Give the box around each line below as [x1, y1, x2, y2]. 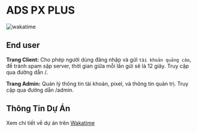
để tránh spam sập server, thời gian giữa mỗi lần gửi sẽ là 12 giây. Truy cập [6, 62, 189, 69]
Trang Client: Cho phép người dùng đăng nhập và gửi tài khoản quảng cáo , [6, 56, 192, 63]
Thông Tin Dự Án [6, 104, 70, 114]
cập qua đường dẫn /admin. [6, 86, 74, 94]
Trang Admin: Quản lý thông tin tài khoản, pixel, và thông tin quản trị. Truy [6, 80, 189, 87]
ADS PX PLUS [6, 4, 76, 17]
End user [6, 40, 40, 50]
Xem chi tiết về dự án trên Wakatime [6, 119, 95, 126]
